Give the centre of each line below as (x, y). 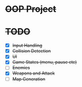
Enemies (21, 68)
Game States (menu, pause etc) (44, 62)
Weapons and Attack (34, 73)
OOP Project (31, 9)
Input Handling (27, 45)
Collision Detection (31, 51)
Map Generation (29, 79)
